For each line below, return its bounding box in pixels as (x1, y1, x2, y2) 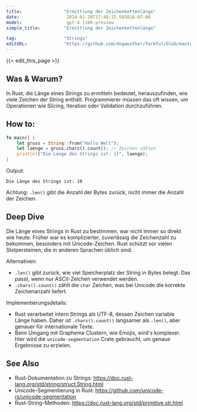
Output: (6, 167, 25, 174)
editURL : (6, 41, 28, 47)
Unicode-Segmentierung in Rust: (14, 387, 94, 394)
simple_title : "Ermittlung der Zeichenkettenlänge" (6, 25, 157, 31)
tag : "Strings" (6, 36, 88, 42)
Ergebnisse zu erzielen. (14, 342, 72, 349)
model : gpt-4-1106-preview (6, 19, 114, 25)
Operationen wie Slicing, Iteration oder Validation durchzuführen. (6, 102, 163, 109)
